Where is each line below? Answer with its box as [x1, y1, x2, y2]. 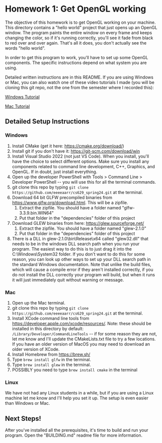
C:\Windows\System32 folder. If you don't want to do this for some [12, 251, 145, 257]
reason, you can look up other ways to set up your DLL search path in [12, 256, 151, 262]
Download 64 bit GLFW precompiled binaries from [12, 194, 113, 200]
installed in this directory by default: [12, 326, 84, 332]
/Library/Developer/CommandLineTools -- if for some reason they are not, [12, 331, 157, 336]
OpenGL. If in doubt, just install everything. [12, 169, 98, 174]
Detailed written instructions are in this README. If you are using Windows [5, 74, 154, 80]
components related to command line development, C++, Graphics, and [12, 163, 155, 169]
